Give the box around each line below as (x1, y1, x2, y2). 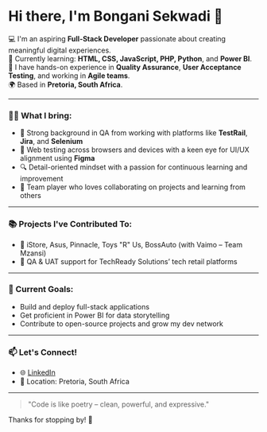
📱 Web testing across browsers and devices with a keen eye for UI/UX (19, 145, 250, 154)
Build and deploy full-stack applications (19, 302, 149, 311)
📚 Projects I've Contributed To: (8, 219, 133, 230)
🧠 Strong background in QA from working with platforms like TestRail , (19, 128, 248, 138)
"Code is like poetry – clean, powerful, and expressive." (27, 399, 209, 409)
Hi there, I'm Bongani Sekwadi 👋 (8, 7, 223, 25)
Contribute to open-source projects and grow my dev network (19, 318, 224, 329)
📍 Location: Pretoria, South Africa (19, 377, 130, 387)
